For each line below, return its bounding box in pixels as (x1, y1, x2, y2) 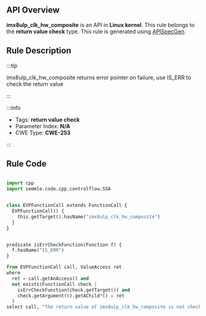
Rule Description (6, 45, 72, 56)
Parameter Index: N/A (15, 122, 71, 129)
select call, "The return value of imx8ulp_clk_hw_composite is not (6, 304, 185, 310)
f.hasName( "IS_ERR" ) (12, 247, 64, 253)
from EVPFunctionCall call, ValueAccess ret (6, 264, 122, 271)
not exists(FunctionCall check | (12, 281, 97, 287)
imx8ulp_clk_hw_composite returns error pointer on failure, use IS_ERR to (6, 74, 191, 81)
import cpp (6, 180, 34, 187)
